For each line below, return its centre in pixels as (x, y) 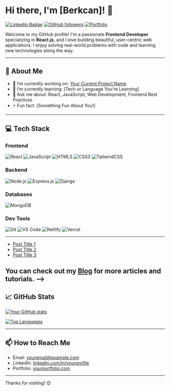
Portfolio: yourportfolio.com (41, 369)
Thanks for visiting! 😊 (28, 383)
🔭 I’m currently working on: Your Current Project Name (69, 83)
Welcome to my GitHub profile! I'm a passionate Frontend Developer (77, 34)
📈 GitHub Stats (30, 297)
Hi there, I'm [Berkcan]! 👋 (59, 10)
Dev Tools (18, 218)
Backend (16, 170)
